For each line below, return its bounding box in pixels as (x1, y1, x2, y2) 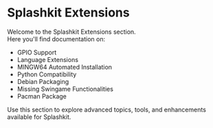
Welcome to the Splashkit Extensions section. (7, 28, 136, 36)
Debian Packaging (16, 77, 69, 85)
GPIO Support (16, 48, 57, 56)
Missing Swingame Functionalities (16, 85, 113, 93)
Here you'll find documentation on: (7, 34, 105, 43)
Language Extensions (16, 55, 79, 63)
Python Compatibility (16, 70, 77, 78)
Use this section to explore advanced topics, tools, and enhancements (7, 105, 206, 114)
